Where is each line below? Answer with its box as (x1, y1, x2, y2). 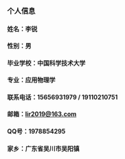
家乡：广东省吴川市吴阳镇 (7, 144, 80, 153)
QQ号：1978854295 (7, 127, 66, 135)
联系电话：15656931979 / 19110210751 (7, 93, 118, 101)
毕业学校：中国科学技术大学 (7, 59, 86, 67)
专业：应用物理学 (7, 76, 56, 84)
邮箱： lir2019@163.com (7, 110, 77, 118)
